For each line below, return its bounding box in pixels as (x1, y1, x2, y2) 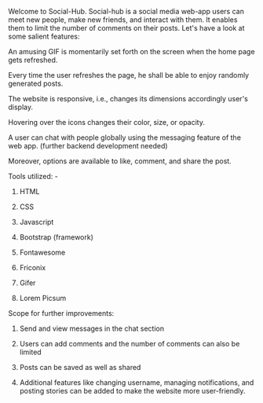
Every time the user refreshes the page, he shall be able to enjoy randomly (8, 71, 250, 79)
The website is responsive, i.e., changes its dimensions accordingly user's (8, 94, 249, 103)
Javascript (19, 218, 54, 226)
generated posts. (8, 79, 64, 88)
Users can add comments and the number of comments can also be (19, 339, 240, 348)
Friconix (19, 263, 46, 272)
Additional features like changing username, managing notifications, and (19, 378, 254, 387)
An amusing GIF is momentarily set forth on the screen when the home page (8, 47, 255, 56)
